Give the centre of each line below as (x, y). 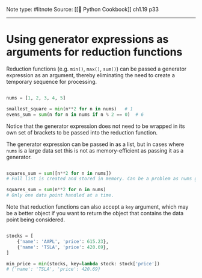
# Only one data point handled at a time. (60, 195)
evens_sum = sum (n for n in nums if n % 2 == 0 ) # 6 (75, 115)
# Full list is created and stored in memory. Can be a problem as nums (99, 179)
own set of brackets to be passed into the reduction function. (82, 132)
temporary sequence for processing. (52, 81)
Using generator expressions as (87, 39)
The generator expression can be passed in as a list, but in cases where (95, 144)
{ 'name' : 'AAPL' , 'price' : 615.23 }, (63, 241)
